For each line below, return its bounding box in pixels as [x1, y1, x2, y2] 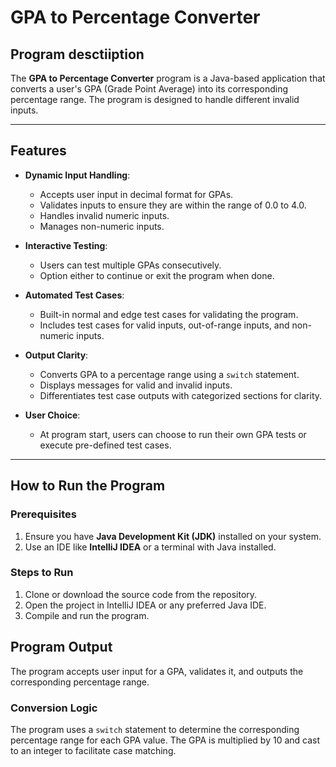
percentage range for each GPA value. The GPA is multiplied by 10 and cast [10, 734, 321, 746]
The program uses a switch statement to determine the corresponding [10, 723, 300, 735]
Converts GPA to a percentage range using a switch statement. [39, 368, 300, 380]
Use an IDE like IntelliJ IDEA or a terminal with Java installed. [24, 541, 277, 553]
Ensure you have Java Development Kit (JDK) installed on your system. [24, 530, 322, 542]
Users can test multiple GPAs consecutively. [39, 259, 222, 271]
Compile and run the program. [24, 609, 150, 621]
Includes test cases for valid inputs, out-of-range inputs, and [39, 319, 290, 331]
